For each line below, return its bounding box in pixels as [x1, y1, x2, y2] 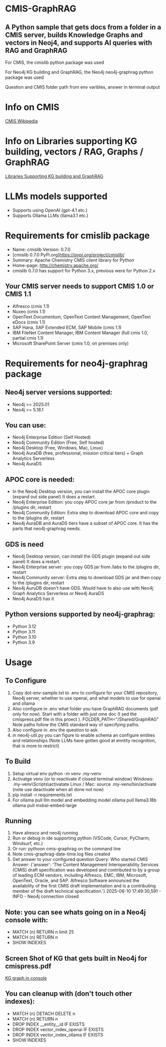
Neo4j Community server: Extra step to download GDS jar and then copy [12, 575, 162, 580]
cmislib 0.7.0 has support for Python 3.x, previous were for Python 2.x [12, 267, 156, 273]
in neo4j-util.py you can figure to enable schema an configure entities [12, 732, 156, 738]
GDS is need [5, 540, 44, 549]
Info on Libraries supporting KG [5, 136, 138, 147]
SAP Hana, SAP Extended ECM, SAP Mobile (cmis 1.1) [12, 324, 122, 330]
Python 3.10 [12, 634, 36, 640]
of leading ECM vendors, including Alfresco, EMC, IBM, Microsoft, [12, 872, 148, 878]
